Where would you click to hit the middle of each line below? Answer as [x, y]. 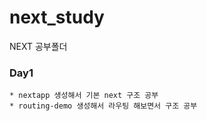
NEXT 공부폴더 [38, 46]
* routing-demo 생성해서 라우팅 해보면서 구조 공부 [103, 106]
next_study [57, 17]
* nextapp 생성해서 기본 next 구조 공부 [84, 96]
